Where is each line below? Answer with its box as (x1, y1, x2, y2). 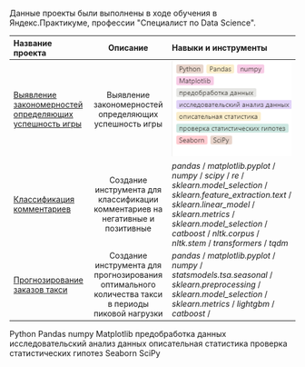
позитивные (104, 223, 152, 234)
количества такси (93, 289, 163, 300)
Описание (108, 43, 149, 53)
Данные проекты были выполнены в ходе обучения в (9, 8, 218, 18)
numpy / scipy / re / (172, 170, 245, 181)
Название (13, 37, 53, 48)
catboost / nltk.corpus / (172, 227, 261, 239)
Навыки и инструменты (172, 43, 268, 53)
